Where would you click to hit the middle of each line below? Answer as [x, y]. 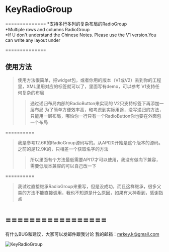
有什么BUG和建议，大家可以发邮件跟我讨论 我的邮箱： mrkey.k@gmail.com [82, 234]
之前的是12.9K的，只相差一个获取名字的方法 [63, 149]
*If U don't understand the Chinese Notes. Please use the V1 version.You [81, 35]
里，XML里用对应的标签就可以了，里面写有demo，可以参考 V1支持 [86, 86]
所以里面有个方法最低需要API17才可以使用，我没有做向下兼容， [95, 159]
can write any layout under [33, 40]
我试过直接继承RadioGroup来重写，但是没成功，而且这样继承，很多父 [89, 186]
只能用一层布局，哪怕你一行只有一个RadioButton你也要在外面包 [96, 116]
